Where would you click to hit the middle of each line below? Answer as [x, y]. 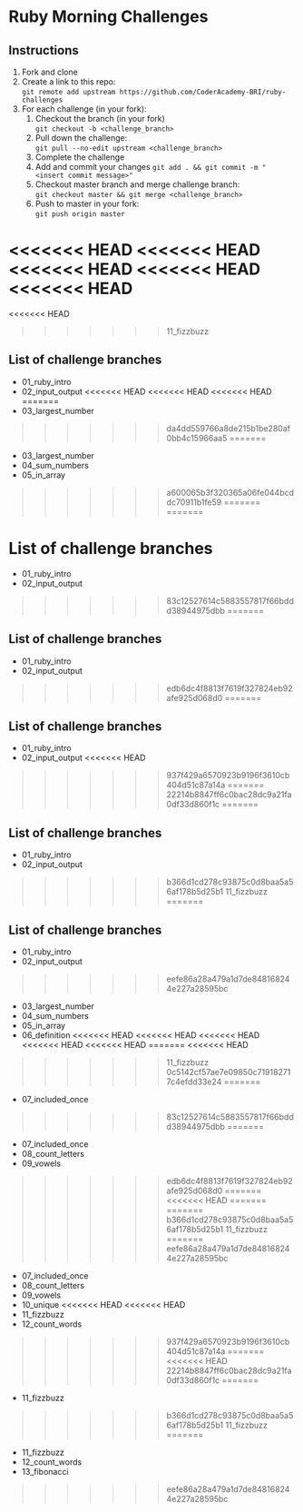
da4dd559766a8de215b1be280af [229, 428]
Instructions [44, 50]
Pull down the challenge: [81, 138]
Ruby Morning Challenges [108, 17]
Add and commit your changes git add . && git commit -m [147, 167]
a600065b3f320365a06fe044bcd [230, 492]
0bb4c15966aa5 [197, 438]
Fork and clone [49, 72]
